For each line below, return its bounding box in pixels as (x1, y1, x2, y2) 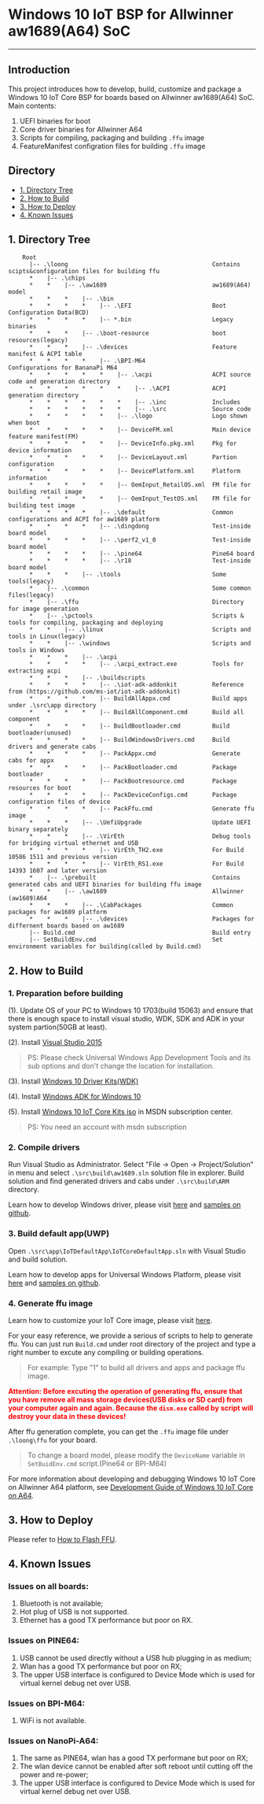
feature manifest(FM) (8, 433, 79, 441)
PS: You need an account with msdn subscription (27, 1122, 187, 1132)
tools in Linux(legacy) (8, 632, 86, 641)
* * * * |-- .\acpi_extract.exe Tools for (28, 660, 244, 669)
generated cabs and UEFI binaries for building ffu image (8, 880, 202, 889)
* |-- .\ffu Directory (28, 598, 244, 606)
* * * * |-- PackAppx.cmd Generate (28, 750, 241, 758)
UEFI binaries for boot (19, 116, 91, 125)
